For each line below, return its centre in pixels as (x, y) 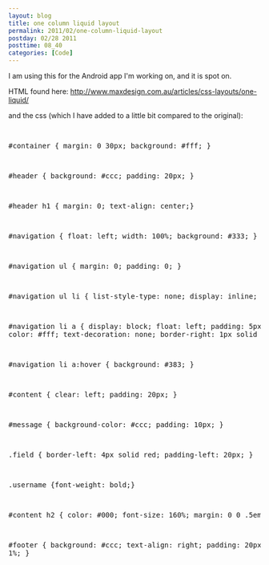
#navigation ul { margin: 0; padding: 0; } (95, 266)
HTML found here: (38, 91)
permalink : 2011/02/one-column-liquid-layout (85, 30)
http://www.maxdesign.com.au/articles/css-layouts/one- (164, 91)
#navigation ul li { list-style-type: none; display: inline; (133, 297)
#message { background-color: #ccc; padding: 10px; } (116, 425)
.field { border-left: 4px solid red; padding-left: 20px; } (131, 455)
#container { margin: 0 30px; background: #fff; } (110, 146)
